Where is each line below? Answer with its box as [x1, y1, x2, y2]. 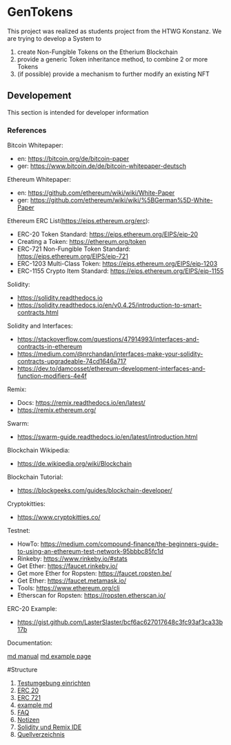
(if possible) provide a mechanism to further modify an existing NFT [17, 70, 210, 78]
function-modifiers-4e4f [17, 372, 88, 380]
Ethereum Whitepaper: [7, 176, 71, 184]
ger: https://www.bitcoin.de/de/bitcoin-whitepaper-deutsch [17, 162, 186, 170]
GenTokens [7, 4, 74, 20]
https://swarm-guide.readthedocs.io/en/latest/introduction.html [17, 433, 198, 441]
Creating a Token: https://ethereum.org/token [17, 238, 147, 246]
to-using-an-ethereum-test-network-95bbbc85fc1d [17, 547, 164, 556]
